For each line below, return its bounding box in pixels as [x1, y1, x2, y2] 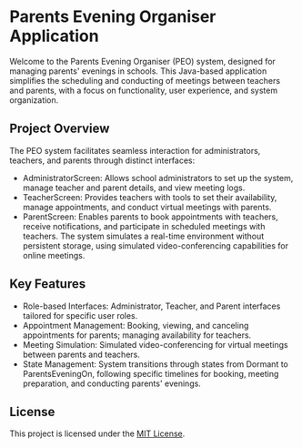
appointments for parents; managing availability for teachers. [22, 330, 252, 341]
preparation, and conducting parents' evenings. [22, 378, 202, 389]
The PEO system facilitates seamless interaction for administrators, [9, 145, 261, 156]
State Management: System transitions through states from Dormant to [22, 358, 289, 370]
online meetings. [22, 249, 86, 260]
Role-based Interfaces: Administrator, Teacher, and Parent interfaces [22, 300, 281, 311]
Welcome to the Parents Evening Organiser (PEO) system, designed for [9, 56, 276, 66]
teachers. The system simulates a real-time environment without [22, 230, 265, 241]
